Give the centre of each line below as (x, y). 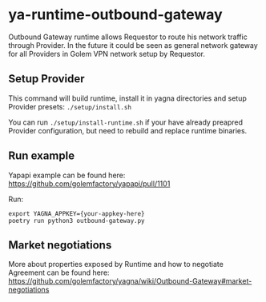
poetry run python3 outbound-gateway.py (77, 221)
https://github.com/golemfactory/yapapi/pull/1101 (89, 183)
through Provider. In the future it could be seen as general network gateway (133, 45)
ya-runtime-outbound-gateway (115, 15)
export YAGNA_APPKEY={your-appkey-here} (77, 213)
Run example (41, 156)
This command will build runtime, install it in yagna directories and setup (127, 98)
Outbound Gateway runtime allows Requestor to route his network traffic (128, 37)
